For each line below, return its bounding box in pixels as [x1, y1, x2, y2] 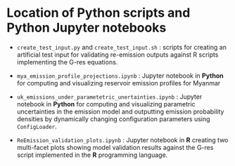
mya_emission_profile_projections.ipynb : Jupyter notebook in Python [16, 71, 224, 80]
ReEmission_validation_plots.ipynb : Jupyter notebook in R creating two [16, 135, 229, 144]
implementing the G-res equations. [16, 57, 118, 66]
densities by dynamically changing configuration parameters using [16, 114, 210, 123]
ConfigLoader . [16, 122, 57, 130]
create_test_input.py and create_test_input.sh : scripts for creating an [16, 43, 227, 51]
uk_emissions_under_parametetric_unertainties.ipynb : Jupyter [16, 92, 203, 101]
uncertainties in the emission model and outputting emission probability [16, 107, 224, 116]
